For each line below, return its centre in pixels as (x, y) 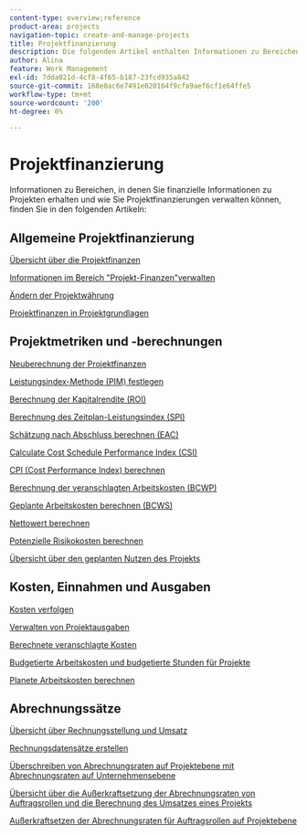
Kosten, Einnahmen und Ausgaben (111, 587)
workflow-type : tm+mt (51, 94)
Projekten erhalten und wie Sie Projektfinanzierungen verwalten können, (145, 200)
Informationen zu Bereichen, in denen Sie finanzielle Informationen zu (141, 190)
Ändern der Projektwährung (62, 295)
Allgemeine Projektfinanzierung (102, 238)
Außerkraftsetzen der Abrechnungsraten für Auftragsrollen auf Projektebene (153, 821)
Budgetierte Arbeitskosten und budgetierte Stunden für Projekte (130, 662)
